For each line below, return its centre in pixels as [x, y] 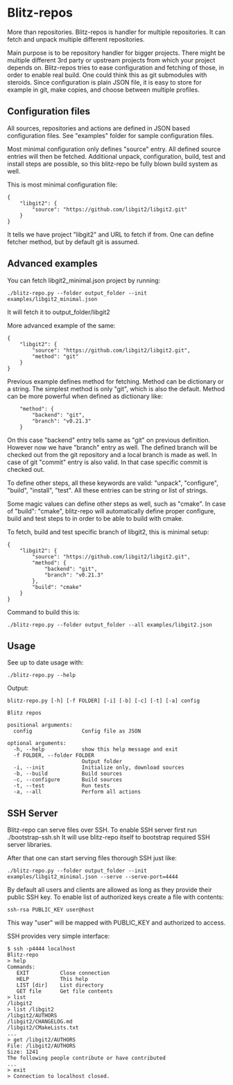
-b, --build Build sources [68, 774]
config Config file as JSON [77, 731]
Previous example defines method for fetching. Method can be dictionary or [115, 381]
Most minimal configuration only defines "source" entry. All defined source [114, 149]
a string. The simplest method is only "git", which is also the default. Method [116, 388]
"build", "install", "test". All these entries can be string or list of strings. [107, 490]
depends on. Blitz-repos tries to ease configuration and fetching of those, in [115, 67]
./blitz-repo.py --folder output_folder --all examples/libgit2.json [110, 625]
